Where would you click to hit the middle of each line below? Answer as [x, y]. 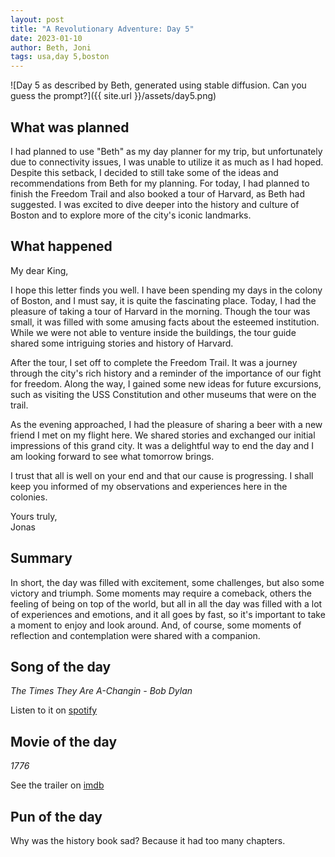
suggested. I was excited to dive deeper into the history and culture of [155, 204]
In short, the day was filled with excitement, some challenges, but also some [167, 582]
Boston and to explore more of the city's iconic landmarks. [131, 215]
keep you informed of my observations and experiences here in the [149, 486]
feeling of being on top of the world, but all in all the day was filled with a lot [166, 603]
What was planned [70, 127]
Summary [41, 558]
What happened [61, 246]
